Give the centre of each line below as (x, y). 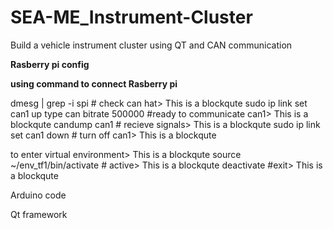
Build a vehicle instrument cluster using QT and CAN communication (151, 45)
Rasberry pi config (50, 64)
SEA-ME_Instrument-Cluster (131, 17)
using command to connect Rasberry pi (94, 83)
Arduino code (38, 195)
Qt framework (39, 214)
